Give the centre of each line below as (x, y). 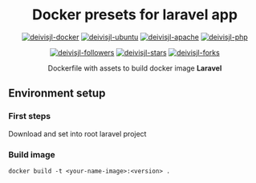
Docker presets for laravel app (135, 15)
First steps (29, 116)
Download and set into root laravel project (77, 133)
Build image (32, 154)
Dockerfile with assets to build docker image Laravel (135, 68)
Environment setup (57, 94)
